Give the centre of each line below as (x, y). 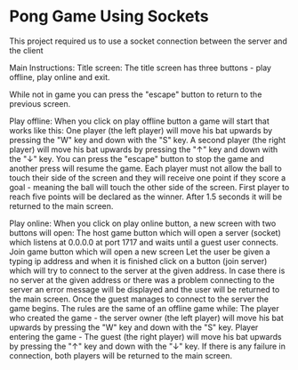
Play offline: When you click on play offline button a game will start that (139, 121)
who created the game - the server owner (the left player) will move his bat (147, 318)
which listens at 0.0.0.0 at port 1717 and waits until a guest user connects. (144, 242)
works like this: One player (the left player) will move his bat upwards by (141, 130)
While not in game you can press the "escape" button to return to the (136, 94)
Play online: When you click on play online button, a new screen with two (143, 223)
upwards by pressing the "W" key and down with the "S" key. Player (134, 327)
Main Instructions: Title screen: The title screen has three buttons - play (140, 68)
